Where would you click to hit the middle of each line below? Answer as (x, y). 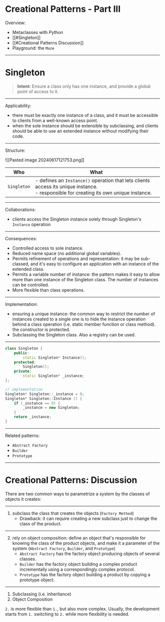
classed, (21, 264)
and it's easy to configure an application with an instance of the (95, 264)
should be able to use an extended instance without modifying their (80, 131)
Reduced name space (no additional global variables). (67, 253)
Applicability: (18, 106)
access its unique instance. (67, 186)
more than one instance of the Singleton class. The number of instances (85, 279)
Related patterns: (23, 436)
